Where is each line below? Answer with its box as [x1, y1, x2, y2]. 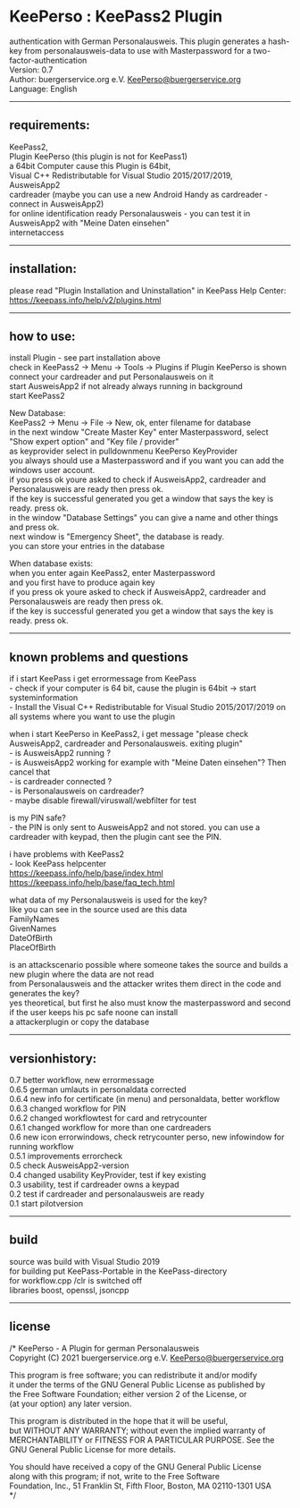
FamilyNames [9, 914, 60, 925]
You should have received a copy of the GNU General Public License [9, 1461, 262, 1472]
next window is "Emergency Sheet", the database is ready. [9, 531, 225, 542]
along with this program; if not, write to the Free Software [9, 1470, 221, 1481]
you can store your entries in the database [9, 541, 165, 552]
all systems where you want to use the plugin [9, 711, 176, 722]
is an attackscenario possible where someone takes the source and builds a [9, 960, 288, 970]
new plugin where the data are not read [9, 969, 154, 980]
